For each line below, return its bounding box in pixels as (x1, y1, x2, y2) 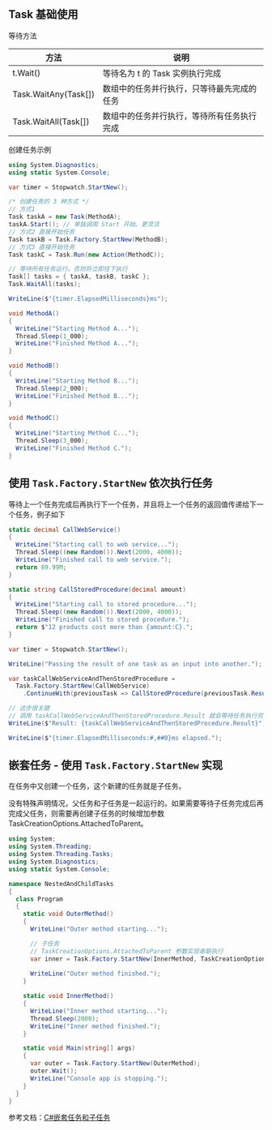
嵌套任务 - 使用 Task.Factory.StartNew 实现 (8, 759, 223, 773)
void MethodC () (8, 414, 60, 422)
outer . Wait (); (29, 1067, 79, 1076)
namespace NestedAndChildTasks (8, 880, 114, 888)
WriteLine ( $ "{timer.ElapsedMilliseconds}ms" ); (8, 295, 168, 303)
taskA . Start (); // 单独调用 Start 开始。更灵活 (8, 220, 159, 229)
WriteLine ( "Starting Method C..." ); (15, 429, 139, 438)
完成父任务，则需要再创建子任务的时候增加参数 (8, 809, 164, 819)
